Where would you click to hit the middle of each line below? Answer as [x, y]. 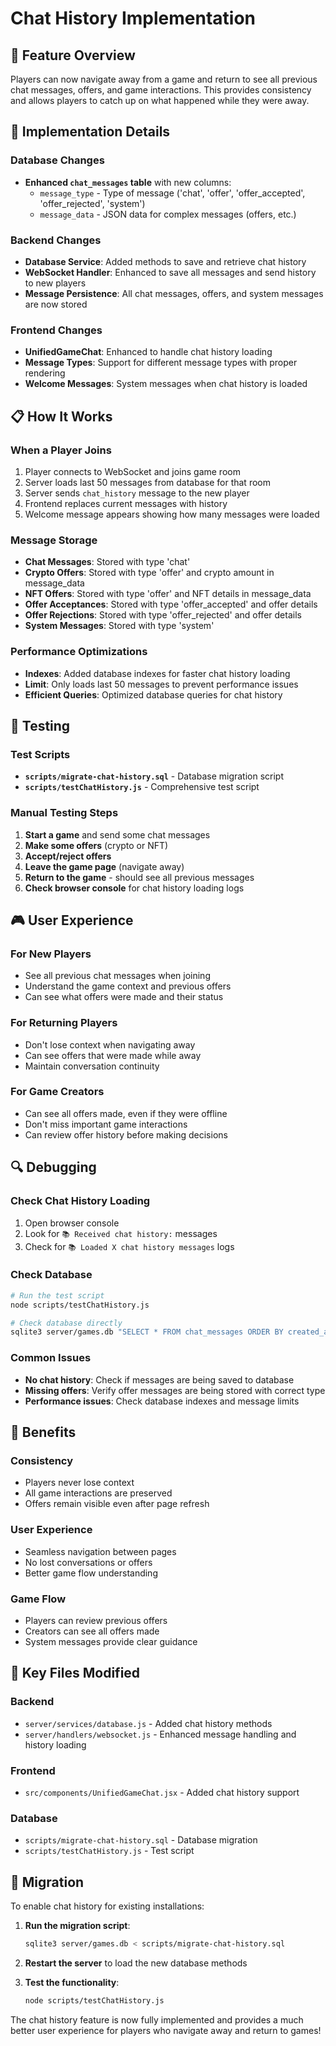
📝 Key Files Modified [75, 1673]
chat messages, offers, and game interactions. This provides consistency [161, 90]
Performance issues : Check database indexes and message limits [162, 1401]
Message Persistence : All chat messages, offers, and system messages [174, 293]
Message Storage [54, 540]
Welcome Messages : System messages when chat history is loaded [166, 384]
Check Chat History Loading [80, 1201]
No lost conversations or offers [88, 1562]
